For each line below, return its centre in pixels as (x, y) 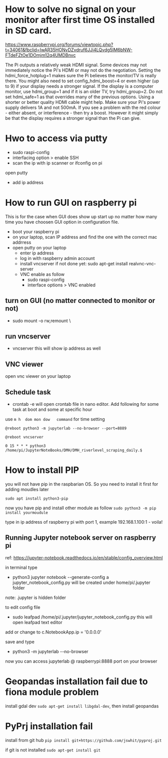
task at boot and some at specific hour (52, 409)
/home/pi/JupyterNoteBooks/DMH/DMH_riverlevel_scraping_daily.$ (74, 450)
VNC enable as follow (42, 274)
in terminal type (21, 567)
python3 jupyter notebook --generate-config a (61, 577)
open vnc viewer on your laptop (38, 376)
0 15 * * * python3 (26, 446)
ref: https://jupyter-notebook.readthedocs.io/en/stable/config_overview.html (84, 557)
